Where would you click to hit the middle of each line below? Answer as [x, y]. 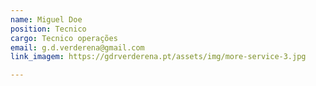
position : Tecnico [48, 29]
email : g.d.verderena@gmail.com [77, 47]
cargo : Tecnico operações [64, 38]
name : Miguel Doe [46, 19]
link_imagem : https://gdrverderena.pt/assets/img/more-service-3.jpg [158, 57]
